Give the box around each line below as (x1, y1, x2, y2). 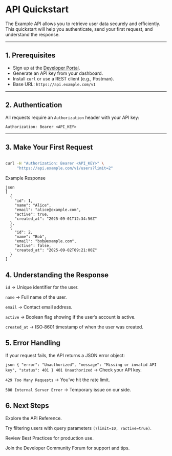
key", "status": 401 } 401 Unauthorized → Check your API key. (5, 366, 142, 372)
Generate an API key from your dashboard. (12, 70, 103, 76)
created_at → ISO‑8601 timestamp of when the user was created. (5, 324, 143, 330)
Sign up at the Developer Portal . (12, 65, 80, 71)
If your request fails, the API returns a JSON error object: (5, 352, 125, 358)
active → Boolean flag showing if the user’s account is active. (5, 314, 136, 320)
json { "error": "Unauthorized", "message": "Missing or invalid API (5, 362, 157, 367)
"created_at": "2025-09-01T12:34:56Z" (14, 216, 97, 221)
